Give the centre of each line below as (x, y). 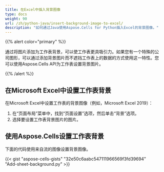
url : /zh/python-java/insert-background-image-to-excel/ (64, 23)
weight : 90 (16, 19)
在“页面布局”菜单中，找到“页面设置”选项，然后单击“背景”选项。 (75, 113)
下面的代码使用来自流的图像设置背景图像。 (48, 149)
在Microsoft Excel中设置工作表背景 (58, 90)
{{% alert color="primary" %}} (36, 42)
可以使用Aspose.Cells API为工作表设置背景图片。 (54, 64)
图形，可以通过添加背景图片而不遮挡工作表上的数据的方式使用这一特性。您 (84, 58)
